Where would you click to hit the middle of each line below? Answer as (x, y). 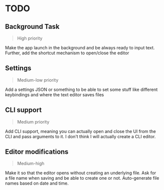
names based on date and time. (37, 183)
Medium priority (33, 122)
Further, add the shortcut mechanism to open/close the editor (67, 53)
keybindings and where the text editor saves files (55, 95)
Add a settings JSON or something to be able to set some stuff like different (82, 89)
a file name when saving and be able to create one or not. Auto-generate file (82, 178)
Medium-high (31, 164)
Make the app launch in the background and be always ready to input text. (80, 48)
